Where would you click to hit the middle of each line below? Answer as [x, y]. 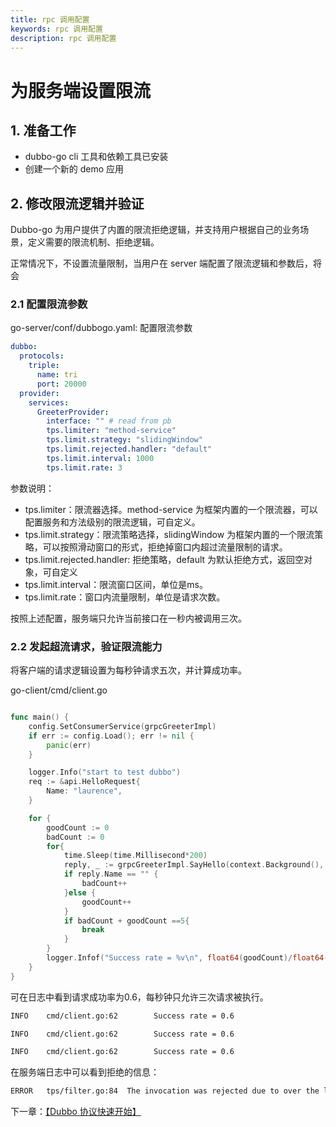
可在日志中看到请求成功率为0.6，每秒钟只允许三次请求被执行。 [139, 997]
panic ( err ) [69, 745]
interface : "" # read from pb [109, 421]
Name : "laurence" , [84, 791]
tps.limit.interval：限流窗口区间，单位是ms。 [116, 584]
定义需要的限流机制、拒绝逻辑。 [93, 242]
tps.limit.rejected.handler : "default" [129, 449]
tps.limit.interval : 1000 [100, 458]
